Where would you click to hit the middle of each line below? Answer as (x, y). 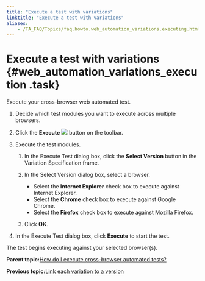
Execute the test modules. (48, 144)
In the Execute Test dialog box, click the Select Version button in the (110, 157)
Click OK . (36, 224)
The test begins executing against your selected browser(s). (82, 248)
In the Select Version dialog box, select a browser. (87, 175)
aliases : (17, 23)
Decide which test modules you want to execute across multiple (95, 114)
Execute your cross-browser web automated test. (69, 102)
